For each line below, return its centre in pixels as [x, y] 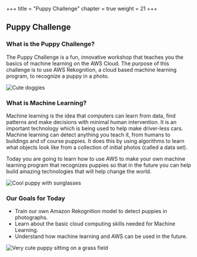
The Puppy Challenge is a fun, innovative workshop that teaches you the [95, 57]
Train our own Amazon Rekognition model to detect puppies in [91, 211]
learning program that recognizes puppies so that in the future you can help [99, 165]
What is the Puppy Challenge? [50, 44]
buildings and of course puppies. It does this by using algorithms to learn [96, 141]
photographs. [31, 218]
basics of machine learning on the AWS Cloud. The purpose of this [88, 63]
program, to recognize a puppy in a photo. [58, 76]
